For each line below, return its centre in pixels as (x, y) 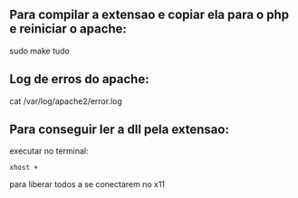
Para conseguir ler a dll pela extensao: (119, 130)
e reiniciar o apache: (68, 29)
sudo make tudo (39, 51)
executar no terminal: (49, 151)
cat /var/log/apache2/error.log (66, 101)
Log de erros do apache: (79, 79)
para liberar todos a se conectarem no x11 (87, 184)
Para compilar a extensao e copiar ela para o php (149, 15)
